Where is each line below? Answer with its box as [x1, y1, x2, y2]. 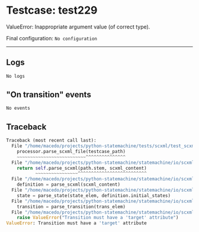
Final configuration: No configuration [6, 34, 98, 42]
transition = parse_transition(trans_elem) [17, 204, 126, 209]
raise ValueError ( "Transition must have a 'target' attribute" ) [17, 215, 179, 221]
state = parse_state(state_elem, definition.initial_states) [17, 192, 171, 199]
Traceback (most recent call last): [6, 138, 97, 144]
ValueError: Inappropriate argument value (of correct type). [6, 23, 150, 30]
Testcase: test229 [6, 4, 98, 17]
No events [6, 105, 31, 112]
